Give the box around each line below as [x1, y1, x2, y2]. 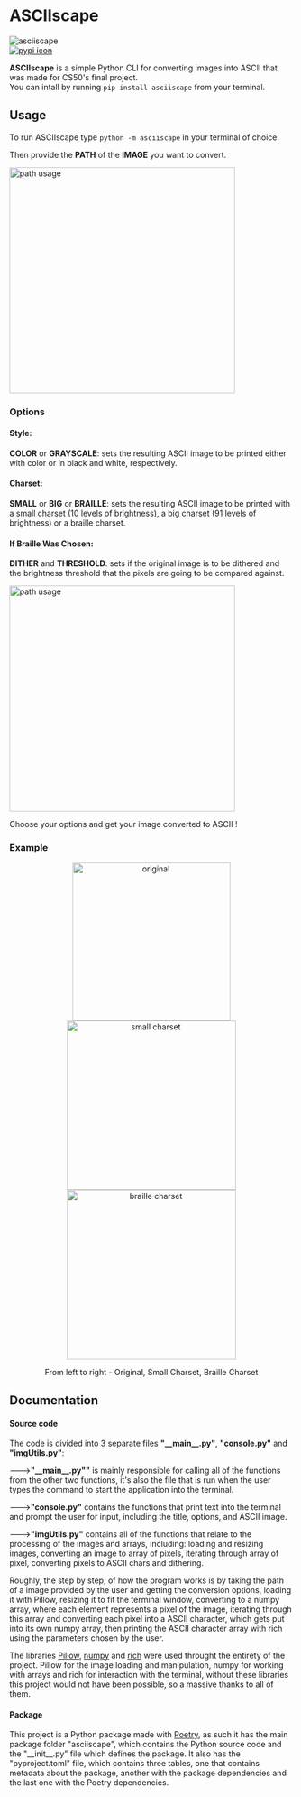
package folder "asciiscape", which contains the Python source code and [9, 1739, 282, 1750]
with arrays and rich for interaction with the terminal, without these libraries [9, 1670, 289, 1681]
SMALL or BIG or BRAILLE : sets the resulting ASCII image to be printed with [9, 498, 291, 509]
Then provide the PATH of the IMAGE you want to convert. [9, 149, 227, 160]
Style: [9, 428, 32, 439]
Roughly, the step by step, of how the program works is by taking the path [9, 1575, 285, 1586]
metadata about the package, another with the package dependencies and [9, 1767, 287, 1779]
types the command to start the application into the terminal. [9, 1485, 234, 1495]
